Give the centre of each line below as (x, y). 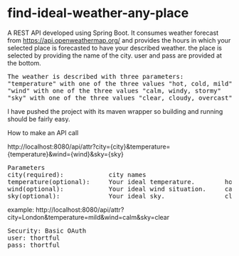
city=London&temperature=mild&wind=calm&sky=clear (88, 217)
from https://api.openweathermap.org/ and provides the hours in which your (119, 40)
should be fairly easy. (39, 119)
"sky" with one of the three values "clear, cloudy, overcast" (120, 98)
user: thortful (34, 238)
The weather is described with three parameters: (96, 76)
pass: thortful (34, 245)
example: (21, 209)
